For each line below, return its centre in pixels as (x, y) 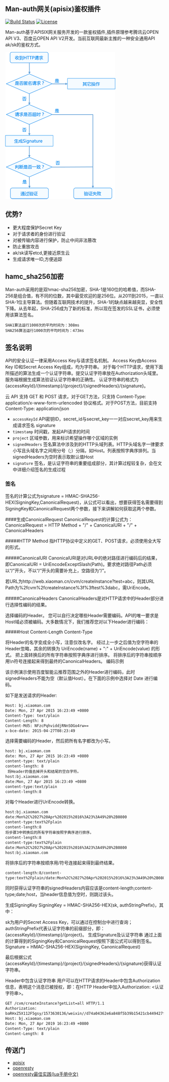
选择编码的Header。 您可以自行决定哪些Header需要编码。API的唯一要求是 (82, 615)
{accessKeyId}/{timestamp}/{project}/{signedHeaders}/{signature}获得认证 (83, 963)
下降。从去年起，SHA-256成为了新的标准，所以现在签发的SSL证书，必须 (80, 309)
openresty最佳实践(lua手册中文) (46, 1074)
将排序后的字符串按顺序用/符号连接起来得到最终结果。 (61, 863)
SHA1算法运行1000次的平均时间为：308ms (42, 325)
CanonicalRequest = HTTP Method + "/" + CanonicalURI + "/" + (71, 525)
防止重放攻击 (26, 246)
